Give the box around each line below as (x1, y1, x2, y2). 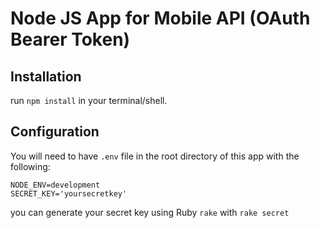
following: (10, 160, 51, 172)
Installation (10, 68, 82, 85)
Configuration (10, 123, 100, 141)
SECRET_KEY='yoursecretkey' (10, 188, 128, 199)
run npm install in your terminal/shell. (10, 95, 168, 106)
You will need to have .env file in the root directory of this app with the (10, 150, 300, 162)
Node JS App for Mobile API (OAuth (10, 7, 311, 30)
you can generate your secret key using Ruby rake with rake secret (10, 206, 290, 218)
